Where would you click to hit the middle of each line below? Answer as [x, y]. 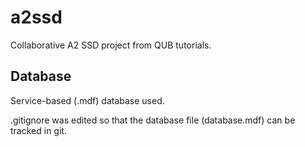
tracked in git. [38, 130]
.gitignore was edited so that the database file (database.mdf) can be [153, 120]
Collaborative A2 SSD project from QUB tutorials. [111, 45]
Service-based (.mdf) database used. [87, 100]
